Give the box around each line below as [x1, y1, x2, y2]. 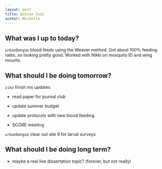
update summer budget [12, 103, 59, 109]
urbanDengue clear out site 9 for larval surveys [5, 132, 96, 137]
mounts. [5, 57, 22, 63]
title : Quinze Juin [5, 12, 45, 17]
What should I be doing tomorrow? [5, 71, 112, 80]
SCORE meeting [12, 122, 45, 128]
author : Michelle [5, 16, 40, 21]
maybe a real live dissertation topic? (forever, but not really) [12, 158, 131, 164]
